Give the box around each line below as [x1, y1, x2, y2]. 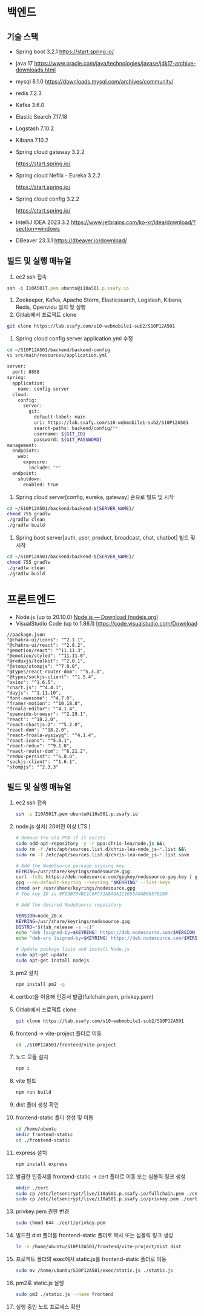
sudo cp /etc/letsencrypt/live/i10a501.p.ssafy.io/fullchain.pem [15, 1191, 184, 1197]
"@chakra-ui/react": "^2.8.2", [7, 642, 86, 648]
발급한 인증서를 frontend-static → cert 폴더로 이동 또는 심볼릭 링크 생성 [15, 1172, 186, 1180]
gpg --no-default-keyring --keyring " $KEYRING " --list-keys [15, 879, 171, 886]
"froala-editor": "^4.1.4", [7, 706, 78, 712]
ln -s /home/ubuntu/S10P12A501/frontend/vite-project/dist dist [15, 1244, 182, 1250]
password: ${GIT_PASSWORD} [33, 437, 102, 443]
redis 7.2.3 [15, 90, 42, 97]
